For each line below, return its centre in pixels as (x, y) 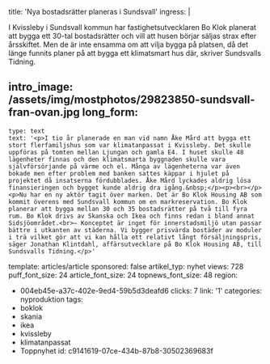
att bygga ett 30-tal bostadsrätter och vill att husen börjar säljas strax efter (133, 36)
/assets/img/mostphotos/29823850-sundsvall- (132, 100)
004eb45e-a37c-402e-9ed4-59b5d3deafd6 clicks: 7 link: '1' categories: (141, 290)
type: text (27, 131)
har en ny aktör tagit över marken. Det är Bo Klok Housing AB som (146, 195)
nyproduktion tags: (51, 299)
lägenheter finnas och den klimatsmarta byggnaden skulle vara (117, 159)
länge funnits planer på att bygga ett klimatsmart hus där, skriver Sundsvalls (135, 53)
